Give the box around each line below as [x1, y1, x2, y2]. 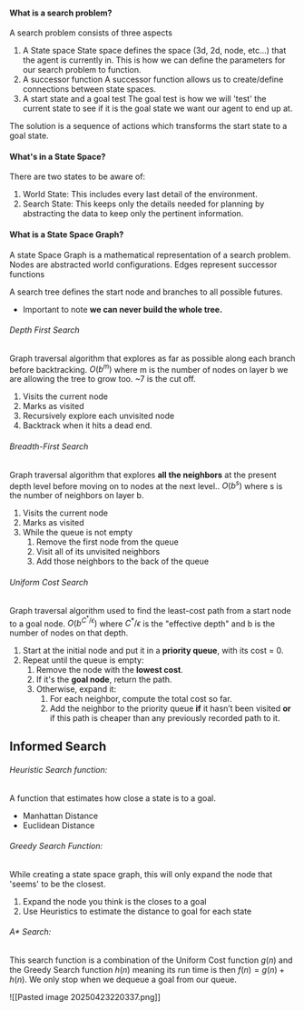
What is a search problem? [9, 7, 113, 18]
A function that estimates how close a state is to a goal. [9, 792, 216, 804]
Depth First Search [9, 325, 80, 335]
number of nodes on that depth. [9, 627, 129, 638]
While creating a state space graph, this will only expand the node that [9, 868, 273, 879]
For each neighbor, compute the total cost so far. [49, 694, 233, 705]
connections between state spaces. [22, 84, 157, 95]
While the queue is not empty [22, 527, 133, 538]
